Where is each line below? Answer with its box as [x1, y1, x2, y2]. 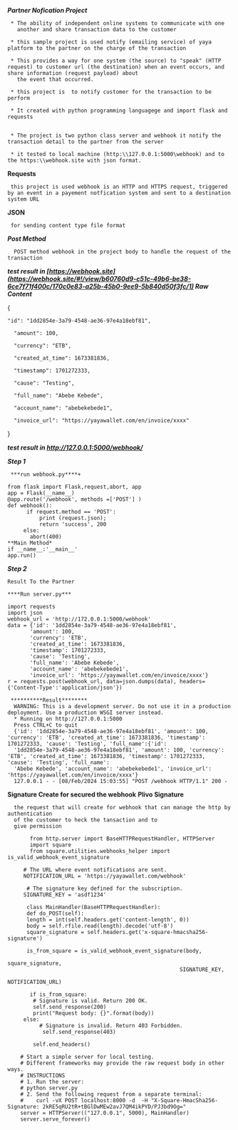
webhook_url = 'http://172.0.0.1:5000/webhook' [7, 616, 152, 623]
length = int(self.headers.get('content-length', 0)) [26, 916, 190, 923]
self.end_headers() [33, 1041, 91, 1048]
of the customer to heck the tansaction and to [14, 817, 158, 824]
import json [7, 609, 43, 616]
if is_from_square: [29, 991, 88, 998]
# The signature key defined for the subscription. [26, 885, 183, 892]
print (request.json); [38, 514, 107, 522]
